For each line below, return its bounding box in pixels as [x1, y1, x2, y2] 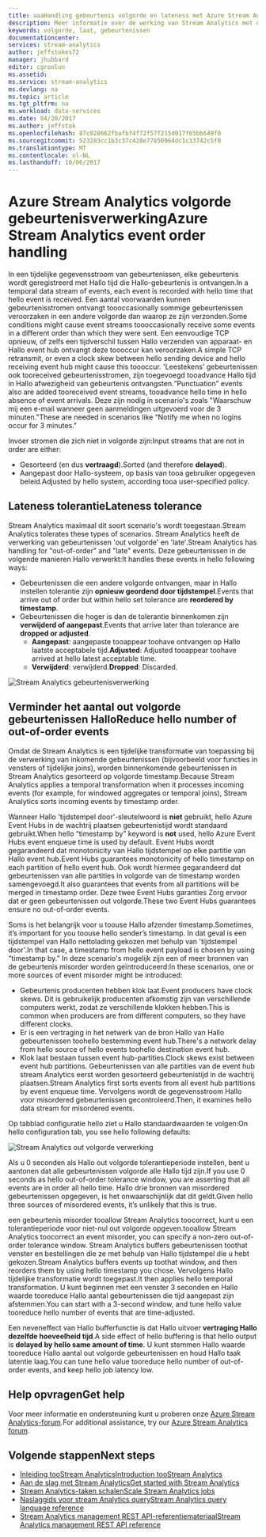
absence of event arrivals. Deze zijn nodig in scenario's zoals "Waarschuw [8, 396, 252, 405]
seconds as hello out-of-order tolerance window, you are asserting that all [8, 1175, 250, 1184]
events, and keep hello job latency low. [27, 1364, 154, 1374]
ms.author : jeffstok [8, 122, 77, 130]
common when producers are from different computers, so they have [19, 1011, 246, 1020]
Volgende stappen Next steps [8, 1448, 156, 1462]
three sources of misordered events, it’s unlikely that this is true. [8, 1200, 217, 1209]
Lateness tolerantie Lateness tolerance [8, 499, 203, 513]
